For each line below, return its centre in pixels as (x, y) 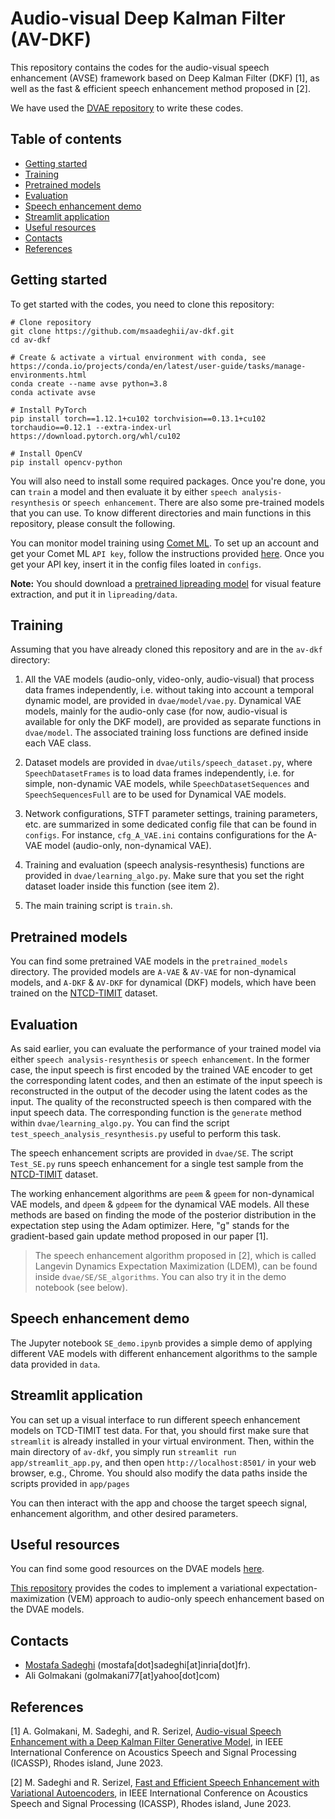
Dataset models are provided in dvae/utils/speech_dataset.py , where (168, 763)
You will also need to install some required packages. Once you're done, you (168, 481)
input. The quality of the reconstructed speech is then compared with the (161, 1101)
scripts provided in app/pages (70, 1483)
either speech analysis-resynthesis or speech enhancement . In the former (160, 1059)
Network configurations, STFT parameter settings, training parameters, (171, 814)
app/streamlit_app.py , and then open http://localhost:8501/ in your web (163, 1462)
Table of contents (66, 139)
